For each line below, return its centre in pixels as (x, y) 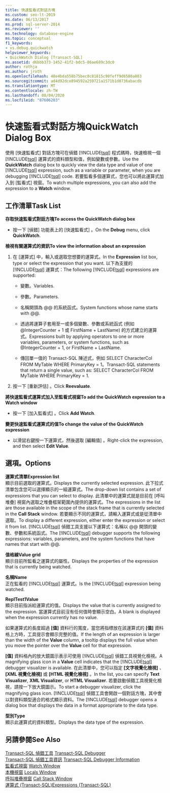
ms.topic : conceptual (28, 39)
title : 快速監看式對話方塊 (30, 10)
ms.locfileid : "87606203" (32, 100)
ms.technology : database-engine (39, 34)
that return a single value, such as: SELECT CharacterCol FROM (87, 370)
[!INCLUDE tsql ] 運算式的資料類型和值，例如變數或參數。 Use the (72, 159)
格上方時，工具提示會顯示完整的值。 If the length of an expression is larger (83, 634)
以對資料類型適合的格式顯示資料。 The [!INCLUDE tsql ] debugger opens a (81, 699)
